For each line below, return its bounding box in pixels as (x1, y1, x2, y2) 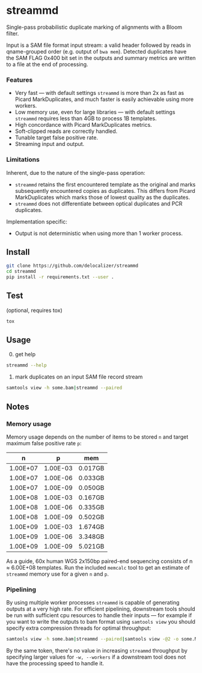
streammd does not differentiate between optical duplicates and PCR (14, 199, 183, 207)
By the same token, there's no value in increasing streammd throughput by (6, 647, 188, 654)
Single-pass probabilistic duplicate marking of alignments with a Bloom (6, 23, 182, 31)
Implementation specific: (6, 218, 68, 225)
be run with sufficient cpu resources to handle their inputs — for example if (6, 612, 192, 619)
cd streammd (6, 269, 36, 275)
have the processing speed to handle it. (6, 660, 104, 667)
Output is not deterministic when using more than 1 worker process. (14, 230, 183, 237)
